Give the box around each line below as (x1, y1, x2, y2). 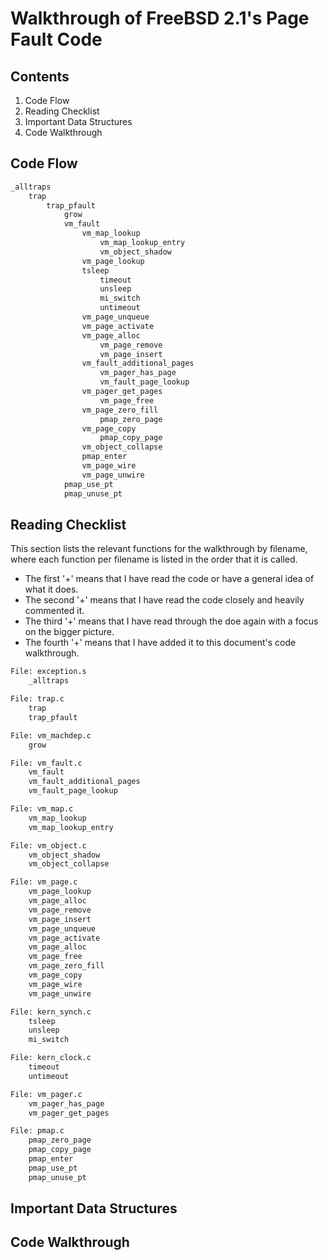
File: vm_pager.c (10, 1089, 83, 1099)
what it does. (24, 583, 79, 596)
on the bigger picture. (24, 626, 115, 638)
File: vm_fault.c (10, 758, 83, 768)
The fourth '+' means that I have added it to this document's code (24, 637, 297, 649)
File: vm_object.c (10, 840, 87, 851)
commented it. (24, 605, 85, 617)
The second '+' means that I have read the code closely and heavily (24, 594, 305, 606)
